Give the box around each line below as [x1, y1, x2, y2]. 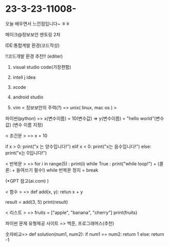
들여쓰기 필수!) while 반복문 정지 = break [16, 167, 98, 173]
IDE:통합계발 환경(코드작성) [5, 42, 60, 48]
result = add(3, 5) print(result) [5, 199, 68, 205]
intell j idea [12, 74, 36, 80]
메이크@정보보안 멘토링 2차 [5, 31, 60, 37]
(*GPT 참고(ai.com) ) [5, 178, 49, 184]
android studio [12, 94, 44, 100]
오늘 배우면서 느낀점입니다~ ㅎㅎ [5, 20, 70, 27]
